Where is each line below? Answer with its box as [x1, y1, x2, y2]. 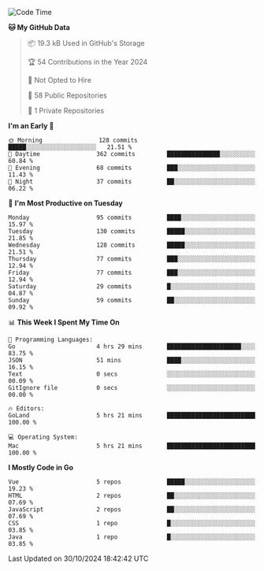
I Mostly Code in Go [8, 463, 73, 472]
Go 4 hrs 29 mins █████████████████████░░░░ [8, 343, 256, 350]
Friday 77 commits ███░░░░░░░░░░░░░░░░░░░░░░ [8, 269, 256, 276]
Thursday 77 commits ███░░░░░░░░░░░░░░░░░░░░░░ [8, 255, 256, 263]
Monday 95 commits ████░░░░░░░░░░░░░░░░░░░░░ [8, 213, 256, 221]
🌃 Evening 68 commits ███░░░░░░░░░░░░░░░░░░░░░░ [8, 164, 256, 172]
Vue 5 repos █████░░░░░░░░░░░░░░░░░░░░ [8, 478, 256, 486]
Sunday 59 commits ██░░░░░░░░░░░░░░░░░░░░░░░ [8, 296, 256, 304]
